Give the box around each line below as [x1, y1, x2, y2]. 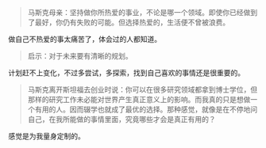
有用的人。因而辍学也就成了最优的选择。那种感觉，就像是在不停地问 [34, 104, 258, 114]
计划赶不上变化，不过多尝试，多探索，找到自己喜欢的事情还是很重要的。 [8, 68, 245, 78]
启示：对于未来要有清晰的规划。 [27, 51, 133, 60]
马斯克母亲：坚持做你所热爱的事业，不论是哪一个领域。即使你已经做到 [27, 8, 258, 17]
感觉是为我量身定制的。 [8, 131, 85, 141]
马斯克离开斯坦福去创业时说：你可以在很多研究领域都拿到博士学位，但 [27, 85, 258, 94]
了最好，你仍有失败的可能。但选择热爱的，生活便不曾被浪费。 [27, 17, 230, 27]
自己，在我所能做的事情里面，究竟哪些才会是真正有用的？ [27, 115, 216, 123]
